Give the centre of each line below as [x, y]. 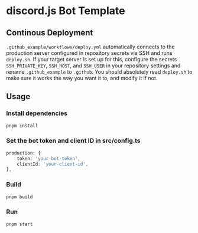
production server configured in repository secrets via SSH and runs [89, 53]
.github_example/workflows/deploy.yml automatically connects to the [91, 47]
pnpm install [22, 126]
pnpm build [20, 197]
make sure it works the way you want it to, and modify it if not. [82, 78]
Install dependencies [37, 113]
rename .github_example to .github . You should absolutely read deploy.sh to [99, 72]
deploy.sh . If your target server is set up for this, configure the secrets [92, 59]
